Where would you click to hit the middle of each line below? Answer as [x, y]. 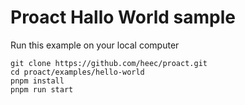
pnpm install [37, 81]
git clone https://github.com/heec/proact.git [109, 63]
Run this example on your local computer [95, 45]
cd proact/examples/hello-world [77, 72]
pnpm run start [42, 89]
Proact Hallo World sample [123, 17]
